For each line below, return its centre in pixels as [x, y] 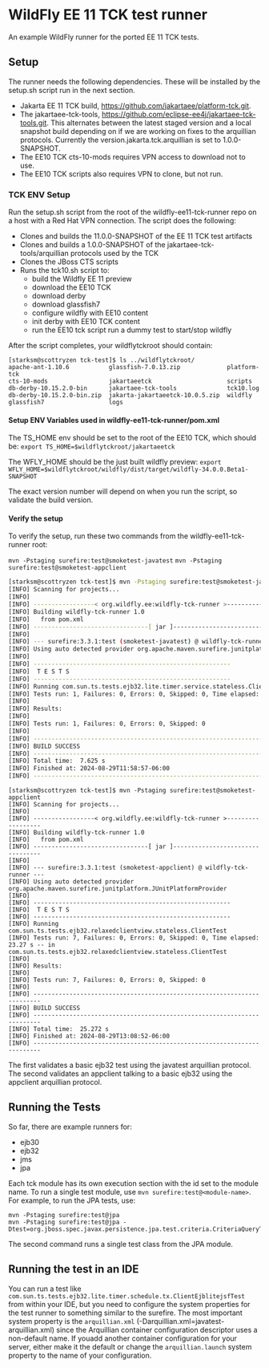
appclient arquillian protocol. [55, 1082]
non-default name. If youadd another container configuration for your [123, 1338]
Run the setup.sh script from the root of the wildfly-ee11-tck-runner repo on [132, 212]
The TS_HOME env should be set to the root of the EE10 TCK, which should [132, 438]
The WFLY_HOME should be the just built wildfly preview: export [115, 462]
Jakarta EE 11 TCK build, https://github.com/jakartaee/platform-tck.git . [135, 105]
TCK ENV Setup [39, 194]
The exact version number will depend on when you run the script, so [123, 492]
